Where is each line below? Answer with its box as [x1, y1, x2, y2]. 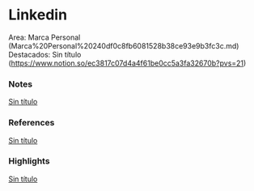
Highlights [8, 155, 50, 167]
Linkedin [8, 6, 67, 24]
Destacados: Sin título [8, 49, 82, 59]
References [8, 117, 55, 129]
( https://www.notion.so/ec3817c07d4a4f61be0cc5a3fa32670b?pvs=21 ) [8, 58, 247, 68]
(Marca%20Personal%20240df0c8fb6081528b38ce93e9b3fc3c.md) [8, 40, 239, 50]
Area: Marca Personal [8, 32, 81, 42]
